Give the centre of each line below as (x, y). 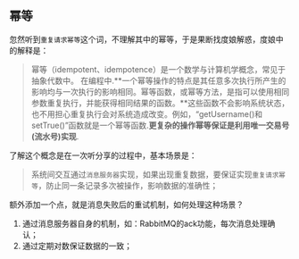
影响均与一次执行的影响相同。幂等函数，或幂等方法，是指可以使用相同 (160, 91)
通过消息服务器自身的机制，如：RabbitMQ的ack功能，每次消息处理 (145, 223)
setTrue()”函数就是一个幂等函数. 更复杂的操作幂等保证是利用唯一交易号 (160, 125)
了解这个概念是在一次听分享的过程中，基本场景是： (103, 155)
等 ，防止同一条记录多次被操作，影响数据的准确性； (125, 185)
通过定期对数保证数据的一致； (77, 246)
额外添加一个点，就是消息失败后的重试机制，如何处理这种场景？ (126, 205)
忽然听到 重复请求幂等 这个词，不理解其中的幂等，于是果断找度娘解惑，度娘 (143, 39)
